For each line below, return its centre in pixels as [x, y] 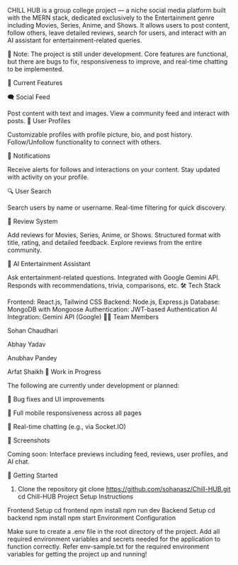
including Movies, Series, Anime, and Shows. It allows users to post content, [119, 25]
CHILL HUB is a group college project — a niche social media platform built [117, 10]
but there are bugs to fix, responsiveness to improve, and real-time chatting [118, 62]
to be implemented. [36, 69]
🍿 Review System [33, 221]
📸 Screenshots [29, 440]
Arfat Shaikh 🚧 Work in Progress [54, 372]
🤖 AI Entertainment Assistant [49, 264]
